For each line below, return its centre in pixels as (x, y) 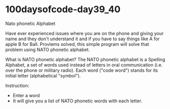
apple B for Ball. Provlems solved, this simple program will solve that (77, 44)
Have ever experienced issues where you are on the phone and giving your (84, 33)
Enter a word (26, 95)
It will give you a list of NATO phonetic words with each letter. (77, 101)
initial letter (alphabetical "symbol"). (43, 75)
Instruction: (17, 86)
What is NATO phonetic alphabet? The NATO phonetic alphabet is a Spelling (85, 59)
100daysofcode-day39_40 (63, 9)
